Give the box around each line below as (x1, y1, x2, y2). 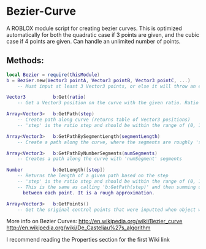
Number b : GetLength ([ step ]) (6, 167, 105, 173)
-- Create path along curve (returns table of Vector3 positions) (17, 117, 191, 123)
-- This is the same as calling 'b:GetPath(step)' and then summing (17, 184, 196, 190)
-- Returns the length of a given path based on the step (17, 173, 169, 179)
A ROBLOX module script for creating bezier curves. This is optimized (6, 25, 182, 32)
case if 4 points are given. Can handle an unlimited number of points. (6, 37, 181, 45)
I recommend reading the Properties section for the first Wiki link (6, 236, 170, 243)
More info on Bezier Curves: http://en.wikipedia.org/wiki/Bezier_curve (6, 218, 183, 225)
